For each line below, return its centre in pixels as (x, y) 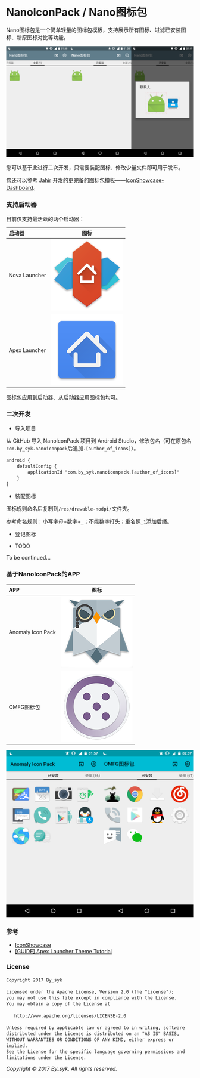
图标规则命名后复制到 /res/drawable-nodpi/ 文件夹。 (69, 509)
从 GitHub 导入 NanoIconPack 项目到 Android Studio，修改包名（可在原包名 (99, 441)
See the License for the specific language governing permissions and (96, 1051)
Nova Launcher (27, 276)
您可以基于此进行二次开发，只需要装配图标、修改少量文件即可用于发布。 (95, 168)
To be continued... (28, 558)
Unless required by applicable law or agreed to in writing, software (96, 1028)
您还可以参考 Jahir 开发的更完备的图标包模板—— (66, 180)
